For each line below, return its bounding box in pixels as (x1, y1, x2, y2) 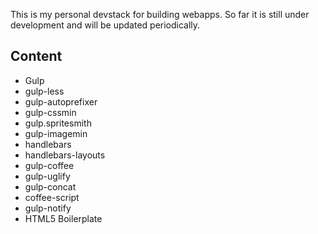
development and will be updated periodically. (10, 19, 201, 31)
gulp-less (24, 85, 65, 97)
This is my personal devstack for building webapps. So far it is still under (10, 9, 310, 20)
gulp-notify (24, 202, 72, 214)
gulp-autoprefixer (24, 95, 98, 108)
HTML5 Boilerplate (24, 212, 103, 224)
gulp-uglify (24, 170, 71, 182)
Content (10, 48, 63, 65)
